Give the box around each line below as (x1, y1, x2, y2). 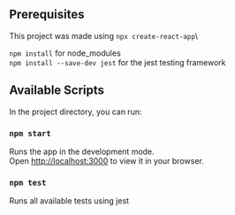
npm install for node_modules (9, 48, 121, 58)
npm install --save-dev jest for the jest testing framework (9, 57, 227, 67)
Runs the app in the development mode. (9, 146, 155, 157)
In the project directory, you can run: (9, 106, 142, 117)
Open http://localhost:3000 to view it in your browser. (9, 155, 205, 166)
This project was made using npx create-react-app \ (9, 30, 199, 41)
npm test (9, 177, 47, 188)
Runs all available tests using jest (9, 196, 130, 206)
